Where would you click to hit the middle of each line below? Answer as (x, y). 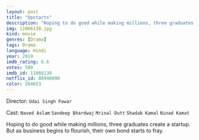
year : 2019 (20, 56)
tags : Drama (21, 45)
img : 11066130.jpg (29, 28)
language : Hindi (26, 51)
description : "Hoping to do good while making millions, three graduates (100, 23)
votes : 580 (20, 67)
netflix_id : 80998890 (33, 78)
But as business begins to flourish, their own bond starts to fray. (85, 130)
